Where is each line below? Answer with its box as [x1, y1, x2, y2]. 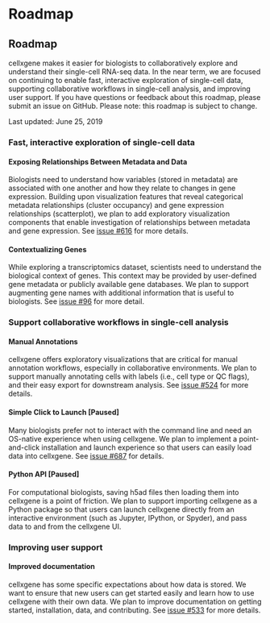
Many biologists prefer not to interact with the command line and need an [8, 425, 252, 435]
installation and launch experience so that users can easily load [41, 442, 252, 452]
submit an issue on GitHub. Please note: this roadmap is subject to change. [8, 102, 258, 110]
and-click [8, 442, 40, 452]
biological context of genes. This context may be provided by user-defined [8, 271, 257, 280]
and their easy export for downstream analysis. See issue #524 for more [8, 380, 249, 390]
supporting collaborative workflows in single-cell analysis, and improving [8, 84, 251, 93]
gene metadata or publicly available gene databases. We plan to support [8, 280, 249, 289]
